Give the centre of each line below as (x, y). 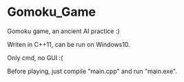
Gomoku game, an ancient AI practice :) (64, 31)
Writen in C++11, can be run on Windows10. (69, 44)
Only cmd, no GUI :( (35, 58)
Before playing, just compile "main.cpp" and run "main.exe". (92, 71)
